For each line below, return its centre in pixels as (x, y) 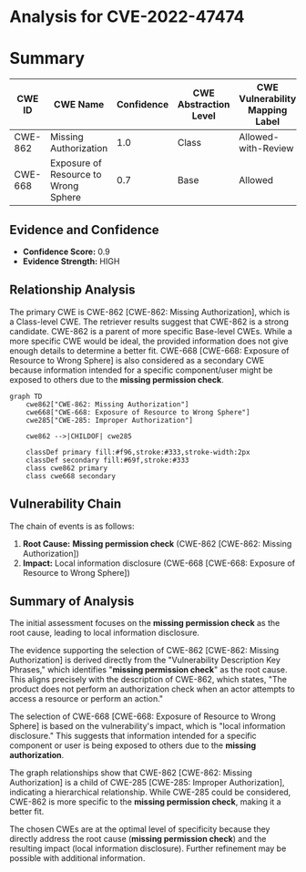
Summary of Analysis (72, 601)
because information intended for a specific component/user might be (141, 370)
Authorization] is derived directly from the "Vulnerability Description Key (145, 660)
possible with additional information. (77, 858)
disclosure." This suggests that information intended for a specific (133, 736)
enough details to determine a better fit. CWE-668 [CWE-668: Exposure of (149, 350)
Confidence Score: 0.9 (66, 251)
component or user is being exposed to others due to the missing (133, 745)
